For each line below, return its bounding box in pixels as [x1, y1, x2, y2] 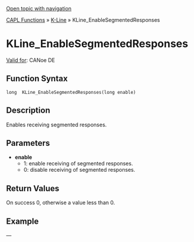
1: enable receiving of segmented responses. [23, 160, 133, 167]
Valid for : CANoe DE [6, 56, 55, 64]
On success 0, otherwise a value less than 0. [6, 199, 115, 206]
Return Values [6, 183, 60, 194]
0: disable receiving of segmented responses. [23, 166, 135, 174]
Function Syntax [6, 74, 68, 84]
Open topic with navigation [6, 5, 72, 12]
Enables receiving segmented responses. [6, 121, 107, 128]
